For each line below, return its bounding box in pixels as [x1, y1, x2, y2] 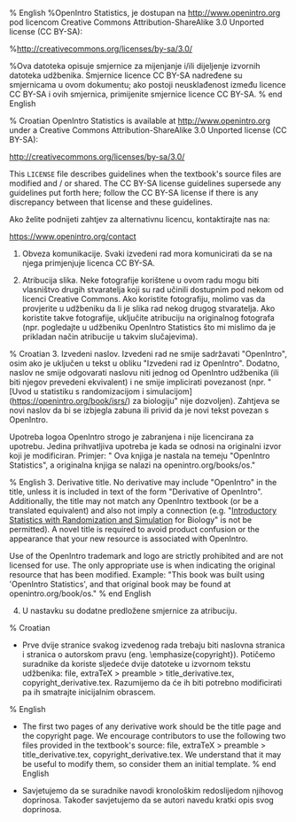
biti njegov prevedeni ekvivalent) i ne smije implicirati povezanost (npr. [9, 376, 266, 387]
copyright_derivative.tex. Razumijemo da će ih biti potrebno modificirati [21, 678, 283, 687]
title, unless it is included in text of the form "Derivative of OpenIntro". [9, 486, 263, 497]
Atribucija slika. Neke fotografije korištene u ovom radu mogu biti [21, 275, 260, 285]
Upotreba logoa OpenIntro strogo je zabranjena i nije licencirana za [9, 431, 254, 442]
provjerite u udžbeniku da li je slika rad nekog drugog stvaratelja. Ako [21, 303, 276, 314]
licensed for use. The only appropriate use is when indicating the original [9, 560, 276, 570]
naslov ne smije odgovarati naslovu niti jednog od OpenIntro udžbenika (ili [9, 368, 279, 377]
